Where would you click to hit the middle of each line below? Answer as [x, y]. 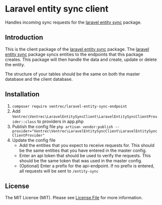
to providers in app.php [60, 121]
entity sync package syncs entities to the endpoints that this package [74, 54]
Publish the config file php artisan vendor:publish [62, 126]
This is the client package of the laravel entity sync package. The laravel [77, 49]
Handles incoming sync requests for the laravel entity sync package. [73, 22]
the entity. [15, 64]
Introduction [24, 37]
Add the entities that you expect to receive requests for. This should [87, 145]
